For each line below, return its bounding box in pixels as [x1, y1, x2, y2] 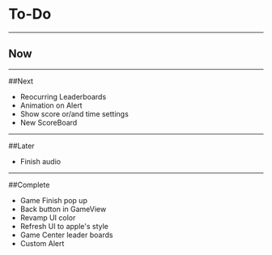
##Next [8, 76, 34, 86]
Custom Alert [19, 238, 65, 248]
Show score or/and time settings [19, 108, 130, 118]
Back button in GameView [19, 204, 107, 214]
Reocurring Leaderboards [19, 91, 107, 101]
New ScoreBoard [19, 117, 78, 127]
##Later [8, 141, 35, 151]
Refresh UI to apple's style [19, 221, 109, 231]
